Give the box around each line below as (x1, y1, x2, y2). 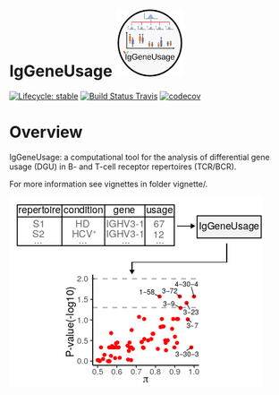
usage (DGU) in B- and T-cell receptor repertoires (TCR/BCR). (9, 161, 237, 172)
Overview (9, 122, 83, 142)
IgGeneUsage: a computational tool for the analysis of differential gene (9, 151, 270, 162)
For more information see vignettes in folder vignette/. (9, 178, 208, 189)
